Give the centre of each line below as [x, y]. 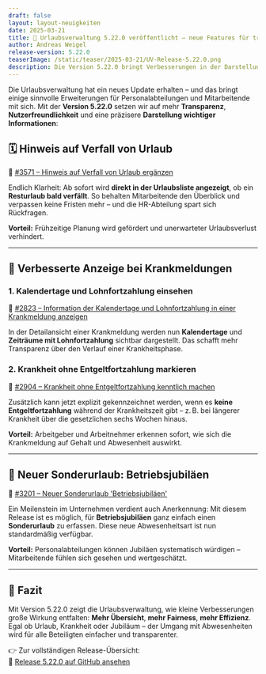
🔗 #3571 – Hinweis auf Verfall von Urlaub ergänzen [91, 172]
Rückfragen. [28, 212]
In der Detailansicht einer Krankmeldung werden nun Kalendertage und [125, 332]
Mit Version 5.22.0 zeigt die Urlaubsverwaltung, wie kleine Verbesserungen [131, 609]
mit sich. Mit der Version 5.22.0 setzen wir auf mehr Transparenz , [117, 106]
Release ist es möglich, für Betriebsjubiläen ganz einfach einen [112, 517]
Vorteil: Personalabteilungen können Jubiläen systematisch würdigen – [124, 550]
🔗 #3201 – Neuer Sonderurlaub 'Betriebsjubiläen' [88, 494]
